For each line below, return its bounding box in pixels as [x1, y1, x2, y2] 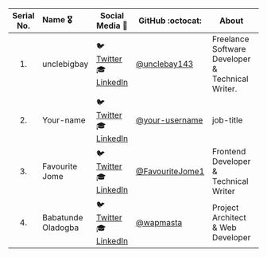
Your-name [42, 115, 86, 126]
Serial [12, 10, 35, 21]
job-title [211, 115, 243, 126]
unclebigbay [42, 59, 89, 69]
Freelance [211, 33, 250, 45]
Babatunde [42, 212, 83, 223]
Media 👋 [96, 20, 129, 31]
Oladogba [42, 222, 79, 233]
